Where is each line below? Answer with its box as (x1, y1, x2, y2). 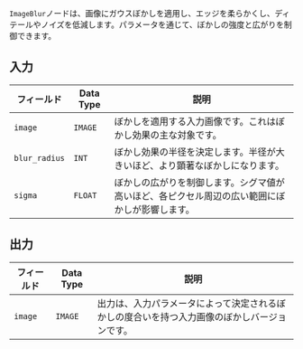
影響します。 (141, 203, 196, 215)
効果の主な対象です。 (132, 128, 223, 141)
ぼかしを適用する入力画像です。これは (114, 115, 277, 127)
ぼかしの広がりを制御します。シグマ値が (114, 175, 286, 188)
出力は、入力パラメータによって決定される (96, 297, 278, 309)
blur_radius (14, 153, 66, 163)
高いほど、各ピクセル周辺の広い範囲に (114, 189, 277, 202)
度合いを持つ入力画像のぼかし (124, 310, 251, 323)
